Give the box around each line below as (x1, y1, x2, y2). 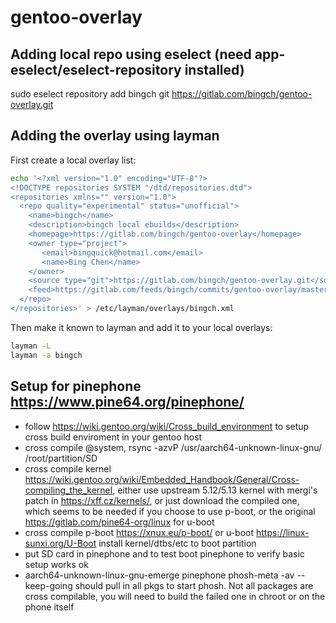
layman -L (10, 341, 52, 351)
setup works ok (24, 558, 89, 570)
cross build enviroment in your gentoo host (24, 431, 203, 443)
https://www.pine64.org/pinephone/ (10, 394, 245, 411)
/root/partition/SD (24, 452, 98, 464)
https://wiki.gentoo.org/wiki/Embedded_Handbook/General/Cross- (24, 473, 300, 485)
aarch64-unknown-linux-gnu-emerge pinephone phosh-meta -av (24, 569, 295, 581)
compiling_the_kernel (24, 484, 113, 496)
